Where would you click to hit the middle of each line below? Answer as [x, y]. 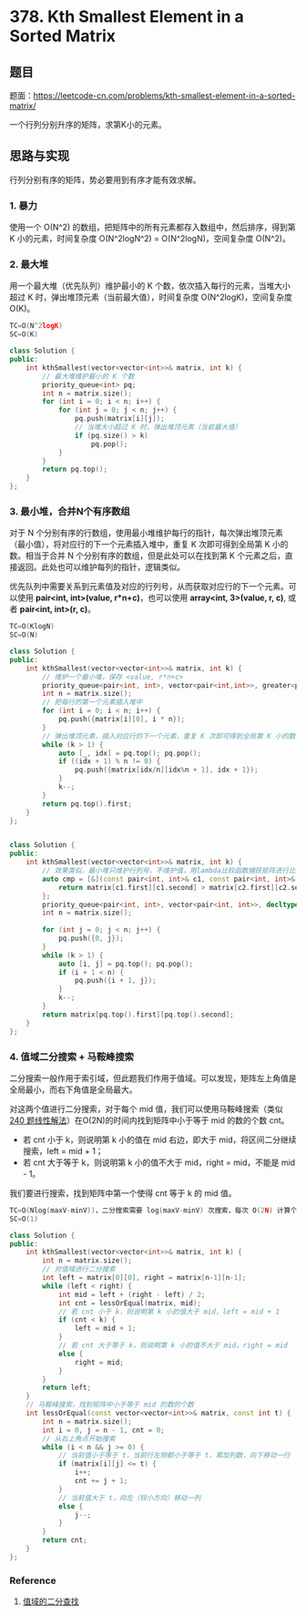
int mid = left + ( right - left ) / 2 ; [132, 1294]
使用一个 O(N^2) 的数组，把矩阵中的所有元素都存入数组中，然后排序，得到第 [153, 227]
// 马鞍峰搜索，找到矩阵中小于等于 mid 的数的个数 [110, 1405]
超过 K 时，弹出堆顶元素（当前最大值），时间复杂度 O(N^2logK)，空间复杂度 [151, 297]
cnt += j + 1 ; [101, 1481]
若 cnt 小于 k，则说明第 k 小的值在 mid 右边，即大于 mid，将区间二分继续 [159, 1140]
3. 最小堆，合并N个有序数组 [70, 511]
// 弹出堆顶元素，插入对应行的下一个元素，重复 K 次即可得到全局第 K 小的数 [169, 736]
